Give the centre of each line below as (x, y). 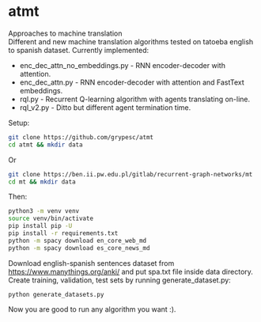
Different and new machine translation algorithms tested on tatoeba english (131, 41)
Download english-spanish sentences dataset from (91, 263)
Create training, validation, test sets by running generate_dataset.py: (119, 280)
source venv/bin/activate (51, 219)
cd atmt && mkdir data (45, 145)
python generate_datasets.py (56, 294)
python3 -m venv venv (44, 211)
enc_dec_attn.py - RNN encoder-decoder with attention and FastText (132, 82)
